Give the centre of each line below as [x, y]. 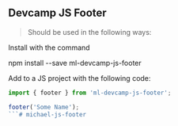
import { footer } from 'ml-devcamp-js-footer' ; [90, 93]
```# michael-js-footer [47, 114]
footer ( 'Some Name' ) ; [44, 107]
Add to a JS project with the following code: [80, 78]
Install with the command [49, 48]
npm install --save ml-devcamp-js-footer [75, 63]
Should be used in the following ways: [89, 32]
